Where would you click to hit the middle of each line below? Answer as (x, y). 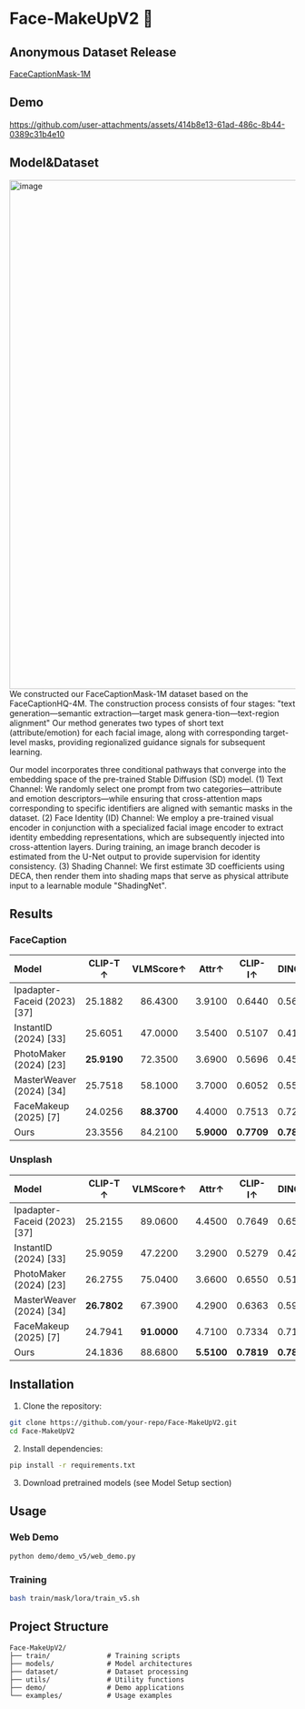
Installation (42, 1384)
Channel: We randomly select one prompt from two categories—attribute (146, 789)
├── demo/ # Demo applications (97, 1687)
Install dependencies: (63, 1449)
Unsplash (31, 1159)
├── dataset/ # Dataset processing (99, 1672)
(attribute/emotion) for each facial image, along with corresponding (135, 733)
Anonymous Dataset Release (93, 52)
